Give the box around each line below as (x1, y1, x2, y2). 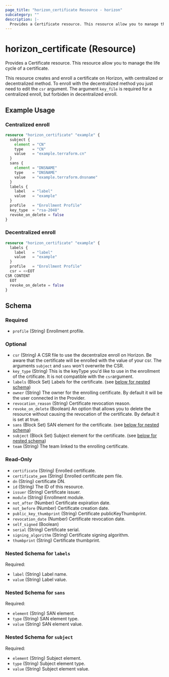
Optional (5, 341, 27, 348)
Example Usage (5, 106, 55, 114)
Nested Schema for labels (5, 550, 70, 557)
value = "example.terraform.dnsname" (14, 175, 98, 180)
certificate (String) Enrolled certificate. (12, 467, 97, 473)
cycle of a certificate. (5, 65, 49, 71)
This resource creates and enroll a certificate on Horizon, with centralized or (5, 75, 163, 81)
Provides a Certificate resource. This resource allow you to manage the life (5, 60, 160, 66)
